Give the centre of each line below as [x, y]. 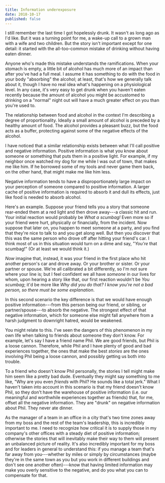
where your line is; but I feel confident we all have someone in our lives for [81, 274]
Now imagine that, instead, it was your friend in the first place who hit [76, 259]
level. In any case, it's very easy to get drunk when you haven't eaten [75, 90]
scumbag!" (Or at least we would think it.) [47, 249]
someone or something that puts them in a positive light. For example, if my [82, 156]
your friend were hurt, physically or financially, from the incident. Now [76, 222]
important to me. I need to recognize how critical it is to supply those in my [81, 428]
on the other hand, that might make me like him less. [58, 172]
